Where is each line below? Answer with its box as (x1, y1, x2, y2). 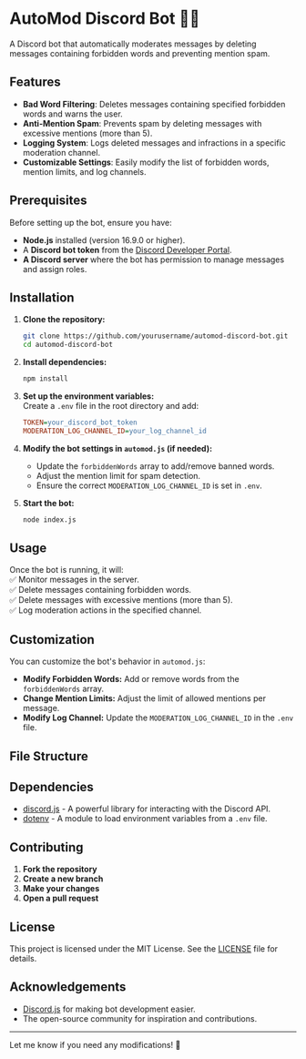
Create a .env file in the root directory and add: (22, 401, 199, 411)
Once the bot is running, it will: (9, 565, 125, 575)
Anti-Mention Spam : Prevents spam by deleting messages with (22, 117, 262, 128)
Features (9, 75, 61, 90)
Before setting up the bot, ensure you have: (9, 217, 172, 228)
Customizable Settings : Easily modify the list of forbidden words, (22, 157, 270, 168)
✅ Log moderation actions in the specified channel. (9, 605, 202, 616)
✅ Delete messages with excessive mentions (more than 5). (9, 595, 234, 606)
